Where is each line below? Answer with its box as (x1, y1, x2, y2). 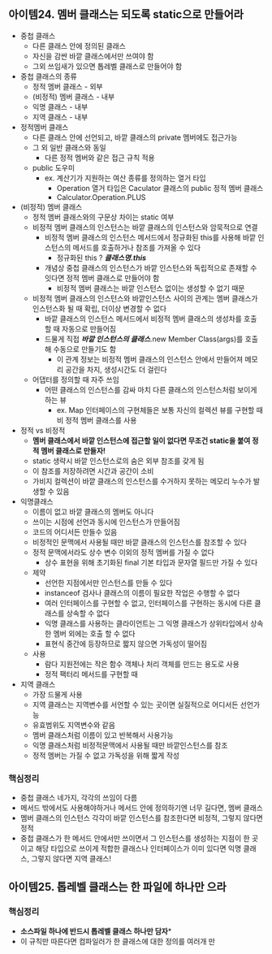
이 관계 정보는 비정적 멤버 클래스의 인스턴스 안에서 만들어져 (56, 354, 244, 364)
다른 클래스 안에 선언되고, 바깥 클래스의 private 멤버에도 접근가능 (32, 132, 238, 142)
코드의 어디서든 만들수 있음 (32, 527, 118, 536)
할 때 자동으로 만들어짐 (44, 323, 117, 333)
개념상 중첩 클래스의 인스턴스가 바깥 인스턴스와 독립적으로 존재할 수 (44, 262, 257, 272)
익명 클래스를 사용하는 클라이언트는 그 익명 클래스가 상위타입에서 (44, 618, 249, 628)
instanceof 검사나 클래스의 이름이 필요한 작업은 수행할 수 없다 (44, 588, 240, 597)
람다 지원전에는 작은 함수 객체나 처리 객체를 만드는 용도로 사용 (44, 659, 240, 669)
